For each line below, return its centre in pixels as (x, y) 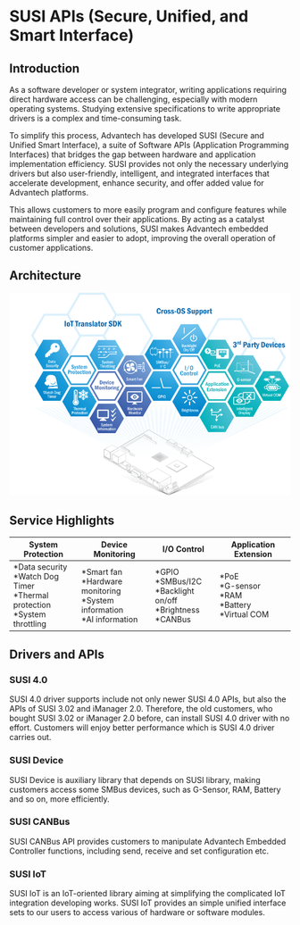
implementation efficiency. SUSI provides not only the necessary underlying (149, 164)
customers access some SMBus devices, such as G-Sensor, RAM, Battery (145, 789)
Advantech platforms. (49, 192)
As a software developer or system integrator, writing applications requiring (148, 90)
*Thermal (31, 596)
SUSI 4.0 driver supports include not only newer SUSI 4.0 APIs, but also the (148, 699)
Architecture (46, 275)
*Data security (40, 567)
